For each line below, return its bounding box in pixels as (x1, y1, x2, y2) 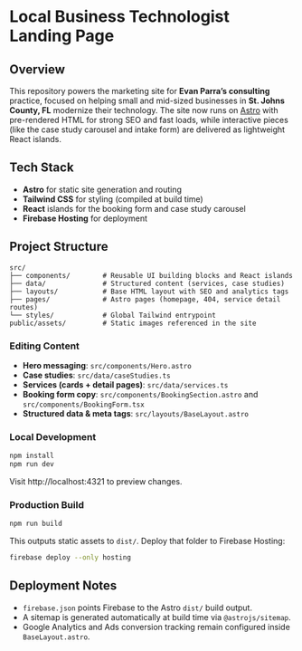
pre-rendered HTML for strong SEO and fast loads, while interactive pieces (9, 115, 289, 125)
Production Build (9, 498, 84, 511)
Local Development (9, 430, 97, 443)
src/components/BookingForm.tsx (22, 400, 145, 409)
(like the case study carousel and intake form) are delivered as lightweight (9, 124, 286, 135)
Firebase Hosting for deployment (22, 213, 147, 224)
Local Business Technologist (9, 6, 231, 27)
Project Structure (9, 239, 109, 254)
